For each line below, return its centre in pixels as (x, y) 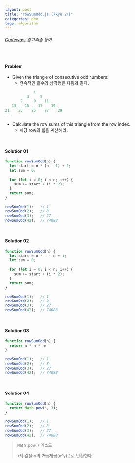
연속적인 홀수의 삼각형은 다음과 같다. (54, 83)
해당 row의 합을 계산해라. (43, 130)
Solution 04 (17, 393)
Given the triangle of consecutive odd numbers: (60, 77)
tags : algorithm (22, 23)
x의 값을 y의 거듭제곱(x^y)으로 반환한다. (55, 455)
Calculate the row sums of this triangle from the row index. (71, 124)
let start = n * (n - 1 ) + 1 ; (40, 166)
